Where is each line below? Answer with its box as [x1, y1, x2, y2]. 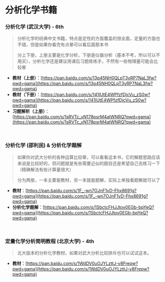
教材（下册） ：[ [12, 92, 42, 98]
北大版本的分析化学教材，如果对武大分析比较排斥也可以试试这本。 [17, 250, 152, 256]
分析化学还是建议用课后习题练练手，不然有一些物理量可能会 [32, 58, 154, 64]
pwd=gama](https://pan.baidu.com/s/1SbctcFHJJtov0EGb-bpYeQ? [12, 209, 149, 215]
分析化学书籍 [5, 4, 58, 16]
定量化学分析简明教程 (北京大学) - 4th [5, 238, 94, 244]
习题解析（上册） [12, 108, 45, 114]
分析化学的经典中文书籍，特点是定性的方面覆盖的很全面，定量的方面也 [17, 36, 161, 41]
